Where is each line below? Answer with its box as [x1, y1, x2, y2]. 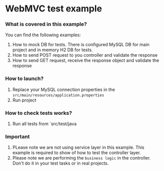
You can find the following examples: [5, 32, 81, 38]
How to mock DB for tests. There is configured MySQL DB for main [12, 42, 150, 48]
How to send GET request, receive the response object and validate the [12, 58, 160, 64]
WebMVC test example [5, 3, 102, 14]
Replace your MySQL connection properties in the [12, 86, 116, 92]
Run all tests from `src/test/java [12, 121, 77, 127]
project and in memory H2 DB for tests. [12, 47, 93, 53]
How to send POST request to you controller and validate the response [12, 52, 158, 58]
